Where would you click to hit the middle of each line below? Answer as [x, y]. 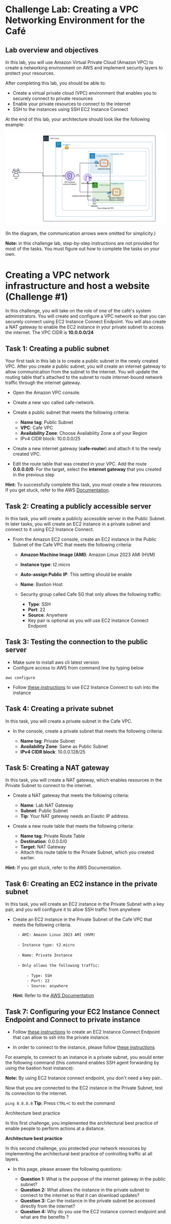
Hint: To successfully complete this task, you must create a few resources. [84, 485]
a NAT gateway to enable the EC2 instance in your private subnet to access [85, 327]
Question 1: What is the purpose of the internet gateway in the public [93, 1179]
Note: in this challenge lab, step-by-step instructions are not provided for [82, 243]
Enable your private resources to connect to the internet [72, 104]
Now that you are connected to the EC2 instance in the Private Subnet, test [84, 1087]
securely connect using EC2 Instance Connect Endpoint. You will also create [86, 322]
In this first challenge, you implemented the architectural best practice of [82, 1123]
